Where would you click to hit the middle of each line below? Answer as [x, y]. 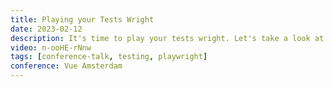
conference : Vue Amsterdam [66, 66]
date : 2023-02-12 [46, 29]
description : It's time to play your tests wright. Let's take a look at [167, 38]
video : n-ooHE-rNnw [51, 47]
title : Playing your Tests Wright [82, 19]
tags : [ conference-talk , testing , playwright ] [109, 57]
